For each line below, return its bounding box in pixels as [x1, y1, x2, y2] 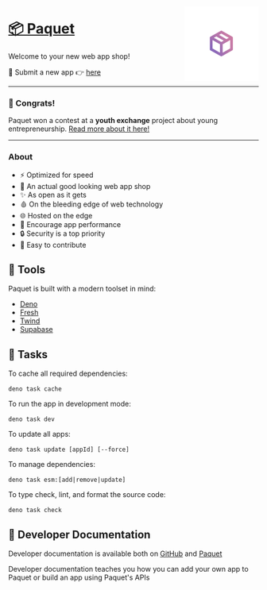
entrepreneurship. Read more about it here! [8, 124, 150, 133]
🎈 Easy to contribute [19, 240, 87, 249]
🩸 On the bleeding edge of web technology [19, 199, 164, 209]
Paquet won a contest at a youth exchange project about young [8, 116, 219, 125]
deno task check [8, 507, 62, 515]
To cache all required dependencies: [8, 368, 129, 379]
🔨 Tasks [8, 348, 48, 361]
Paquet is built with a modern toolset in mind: [8, 284, 157, 294]
